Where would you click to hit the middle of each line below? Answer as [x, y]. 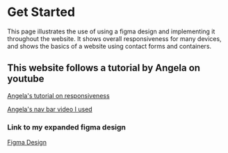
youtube [26, 79]
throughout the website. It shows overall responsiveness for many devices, [114, 38]
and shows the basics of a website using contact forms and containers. [109, 46]
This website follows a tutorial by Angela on [104, 68]
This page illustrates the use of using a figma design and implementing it [111, 31]
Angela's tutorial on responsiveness [58, 95]
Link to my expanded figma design [67, 127]
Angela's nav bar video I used [50, 109]
